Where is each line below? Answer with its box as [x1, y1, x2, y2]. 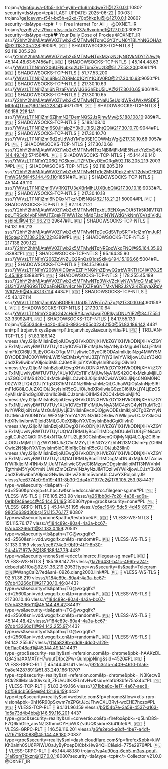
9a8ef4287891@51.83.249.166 [5, 667, 67, 673]
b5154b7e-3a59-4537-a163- [99, 704, 159, 710]
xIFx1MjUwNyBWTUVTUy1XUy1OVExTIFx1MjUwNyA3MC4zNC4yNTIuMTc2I [5, 402, 162, 408]
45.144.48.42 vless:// [5, 618, 49, 624]
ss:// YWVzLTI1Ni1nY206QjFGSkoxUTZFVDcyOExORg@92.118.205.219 [5, 158, 149, 164]
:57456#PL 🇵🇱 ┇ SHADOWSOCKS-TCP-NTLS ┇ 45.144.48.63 [31, 59, 159, 65]
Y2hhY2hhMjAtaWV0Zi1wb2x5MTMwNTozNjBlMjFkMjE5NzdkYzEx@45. [14, 147, 162, 153]
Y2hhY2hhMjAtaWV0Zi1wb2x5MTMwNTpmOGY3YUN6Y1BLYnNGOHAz [14, 37, 162, 43]
